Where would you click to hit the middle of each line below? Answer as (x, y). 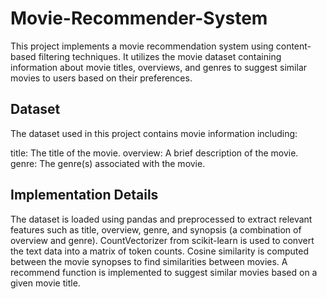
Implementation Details (84, 195)
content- (293, 46)
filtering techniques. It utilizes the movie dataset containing (160, 56)
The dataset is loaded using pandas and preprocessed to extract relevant (161, 219)
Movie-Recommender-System (139, 18)
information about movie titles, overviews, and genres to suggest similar (159, 67)
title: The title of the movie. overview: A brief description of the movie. (154, 153)
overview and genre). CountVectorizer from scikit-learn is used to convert (162, 240)
